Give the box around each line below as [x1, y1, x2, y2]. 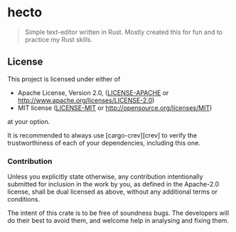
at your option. [7, 117, 50, 126]
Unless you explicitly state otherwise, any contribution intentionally [7, 172, 203, 181]
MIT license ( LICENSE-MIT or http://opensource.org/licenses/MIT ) [17, 104, 213, 112]
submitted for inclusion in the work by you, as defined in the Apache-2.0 [7, 180, 219, 189]
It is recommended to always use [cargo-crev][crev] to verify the [7, 131, 198, 139]
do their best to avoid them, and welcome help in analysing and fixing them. [7, 216, 230, 225]
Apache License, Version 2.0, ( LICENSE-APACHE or [17, 88, 169, 96]
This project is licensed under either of [7, 74, 121, 83]
